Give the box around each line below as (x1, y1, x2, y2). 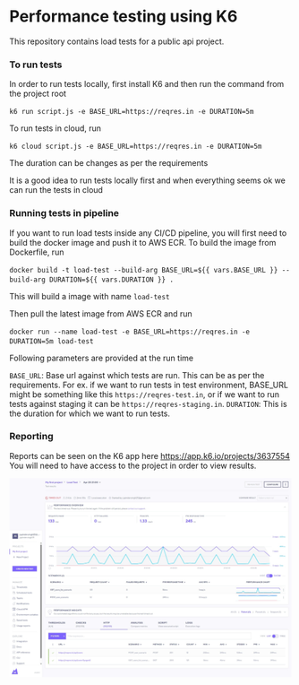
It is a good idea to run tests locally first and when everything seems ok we (9, 175, 286, 186)
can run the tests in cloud (9, 185, 103, 195)
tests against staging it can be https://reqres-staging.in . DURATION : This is (9, 398, 288, 409)
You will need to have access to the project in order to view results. (9, 460, 257, 471)
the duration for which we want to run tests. (9, 408, 171, 419)
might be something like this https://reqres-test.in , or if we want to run (9, 388, 280, 400)
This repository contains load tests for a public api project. (9, 36, 225, 47)
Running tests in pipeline (9, 207, 119, 220)
